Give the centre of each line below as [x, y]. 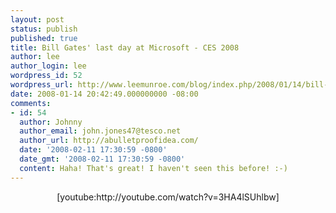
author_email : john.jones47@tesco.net [100, 131]
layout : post [37, 19]
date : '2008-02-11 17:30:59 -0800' [93, 150]
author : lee [35, 57]
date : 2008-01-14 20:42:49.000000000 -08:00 [104, 94]
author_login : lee [48, 66]
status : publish [44, 29]
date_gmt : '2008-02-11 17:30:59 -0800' [102, 159]
